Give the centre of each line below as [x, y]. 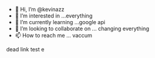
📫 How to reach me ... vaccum [53, 35]
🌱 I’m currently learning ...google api [60, 22]
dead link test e [25, 49]
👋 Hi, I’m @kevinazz [40, 9]
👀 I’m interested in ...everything [54, 16]
